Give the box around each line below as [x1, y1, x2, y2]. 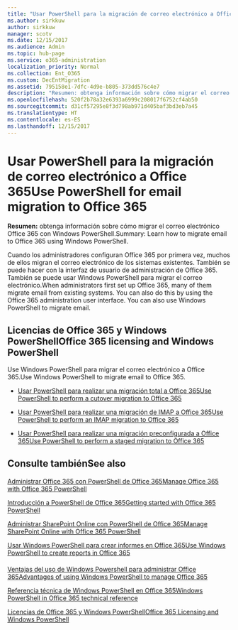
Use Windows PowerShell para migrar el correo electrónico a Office [7, 365, 205, 374]
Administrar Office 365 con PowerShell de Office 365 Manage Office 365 [7, 477, 220, 486]
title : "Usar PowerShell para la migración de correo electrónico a [7, 10, 214, 18]
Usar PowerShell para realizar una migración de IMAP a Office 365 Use [17, 408, 224, 416]
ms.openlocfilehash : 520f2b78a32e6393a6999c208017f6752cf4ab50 [7, 97, 198, 104]
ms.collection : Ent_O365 [7, 70, 81, 77]
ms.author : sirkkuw [7, 17, 65, 24]
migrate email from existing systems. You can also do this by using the [7, 288, 213, 297]
